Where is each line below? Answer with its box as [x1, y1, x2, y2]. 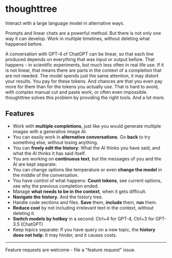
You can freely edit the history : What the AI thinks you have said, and [12, 145, 160, 151]
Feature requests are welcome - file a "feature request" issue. [5, 247, 136, 253]
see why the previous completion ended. [12, 183, 99, 189]
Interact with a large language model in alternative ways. [5, 20, 124, 26]
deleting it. [12, 210, 35, 216]
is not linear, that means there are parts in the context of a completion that [5, 67, 162, 73]
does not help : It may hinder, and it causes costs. [12, 232, 117, 238]
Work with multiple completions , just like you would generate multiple [12, 123, 161, 129]
